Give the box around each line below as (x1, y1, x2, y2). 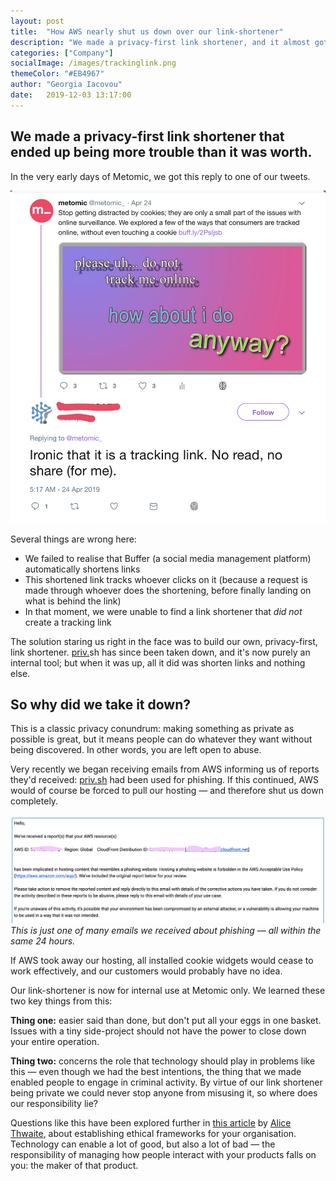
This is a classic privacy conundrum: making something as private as (10, 723, 295, 735)
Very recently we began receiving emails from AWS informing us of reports (10, 763, 320, 775)
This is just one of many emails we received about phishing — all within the (10, 925, 322, 937)
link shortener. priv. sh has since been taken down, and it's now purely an (10, 646, 311, 658)
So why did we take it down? (10, 696, 192, 713)
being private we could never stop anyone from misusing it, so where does (10, 1087, 318, 1099)
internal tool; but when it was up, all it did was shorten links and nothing (10, 656, 306, 669)
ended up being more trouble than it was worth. (10, 144, 313, 161)
